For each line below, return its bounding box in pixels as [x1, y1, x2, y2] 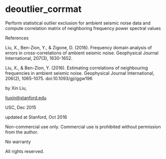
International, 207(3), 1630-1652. [5, 55, 73, 61]
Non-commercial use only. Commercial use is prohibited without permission [5, 124, 161, 130]
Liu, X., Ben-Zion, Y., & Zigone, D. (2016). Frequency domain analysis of [5, 44, 152, 50]
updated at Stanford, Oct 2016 [5, 114, 67, 120]
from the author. [5, 129, 38, 135]
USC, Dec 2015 [5, 104, 36, 110]
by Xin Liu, [5, 85, 27, 91]
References [5, 35, 29, 41]
